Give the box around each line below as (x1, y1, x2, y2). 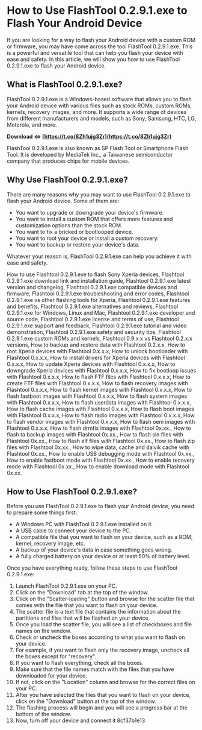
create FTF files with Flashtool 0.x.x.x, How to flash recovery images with (7, 379, 188, 386)
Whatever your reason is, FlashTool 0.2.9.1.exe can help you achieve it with (7, 253, 192, 260)
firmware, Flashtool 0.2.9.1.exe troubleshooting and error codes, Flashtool (7, 290, 189, 297)
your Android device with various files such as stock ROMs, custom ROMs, (7, 102, 192, 109)
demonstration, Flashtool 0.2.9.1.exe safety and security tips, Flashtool (7, 328, 181, 335)
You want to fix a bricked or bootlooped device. (15, 228, 133, 235)
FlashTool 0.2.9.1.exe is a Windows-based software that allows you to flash (7, 95, 192, 102)
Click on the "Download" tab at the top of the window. (15, 589, 149, 596)
